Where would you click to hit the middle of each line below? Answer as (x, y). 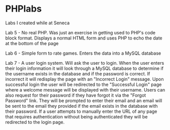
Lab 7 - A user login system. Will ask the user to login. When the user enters (85, 63)
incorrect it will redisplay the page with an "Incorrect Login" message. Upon (84, 79)
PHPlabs (24, 9)
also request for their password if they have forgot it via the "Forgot (76, 95)
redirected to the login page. (35, 122)
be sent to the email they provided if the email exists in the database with (82, 106)
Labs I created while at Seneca (38, 23)
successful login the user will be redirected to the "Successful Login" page (83, 84)
